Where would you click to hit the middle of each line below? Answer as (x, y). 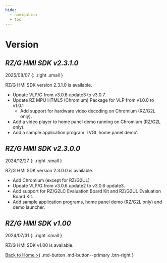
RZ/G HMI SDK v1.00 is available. (40, 245)
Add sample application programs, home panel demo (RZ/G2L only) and (87, 202)
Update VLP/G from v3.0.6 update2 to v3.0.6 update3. (69, 186)
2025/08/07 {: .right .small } (34, 75)
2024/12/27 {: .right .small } (34, 161)
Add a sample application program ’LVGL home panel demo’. (75, 133)
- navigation (23, 15)
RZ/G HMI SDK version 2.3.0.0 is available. (49, 171)
